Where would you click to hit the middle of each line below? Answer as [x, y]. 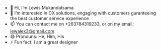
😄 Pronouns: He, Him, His [37, 36]
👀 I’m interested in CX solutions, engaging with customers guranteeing [83, 13]
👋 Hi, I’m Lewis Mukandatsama [42, 8]
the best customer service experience [49, 18]
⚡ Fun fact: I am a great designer [44, 42]
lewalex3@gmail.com [32, 31]
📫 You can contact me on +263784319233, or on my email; [72, 24]
